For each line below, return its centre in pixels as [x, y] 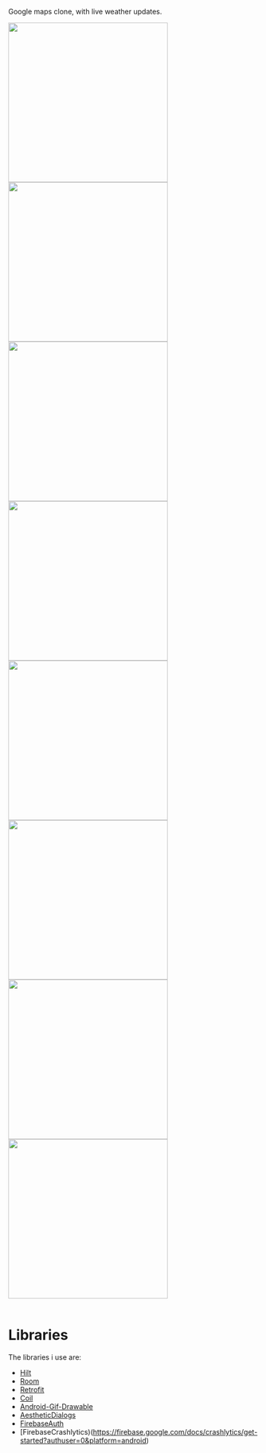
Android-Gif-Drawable [56, 1406]
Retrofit [32, 1389]
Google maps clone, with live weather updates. [85, 12]
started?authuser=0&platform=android [83, 1440]
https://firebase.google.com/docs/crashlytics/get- [175, 1431]
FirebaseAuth [42, 1423]
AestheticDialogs [48, 1415]
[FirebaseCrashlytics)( [57, 1431]
